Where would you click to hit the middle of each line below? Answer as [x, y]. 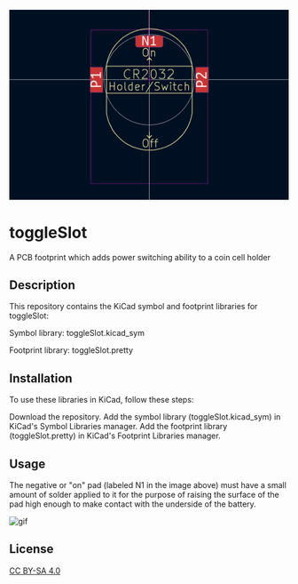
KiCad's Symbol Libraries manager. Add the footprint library [118, 427]
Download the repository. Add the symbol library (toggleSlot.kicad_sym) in [145, 417]
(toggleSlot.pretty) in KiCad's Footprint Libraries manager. [115, 436]
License [31, 549]
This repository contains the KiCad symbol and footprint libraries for [133, 307]
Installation [41, 378]
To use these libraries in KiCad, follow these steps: [102, 400]
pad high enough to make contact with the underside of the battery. [133, 504]
